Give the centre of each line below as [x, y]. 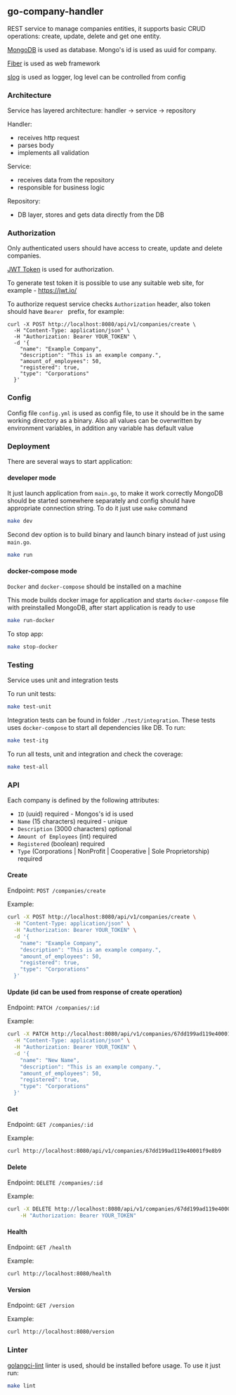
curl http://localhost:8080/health [59, 1274]
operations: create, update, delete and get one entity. [84, 36]
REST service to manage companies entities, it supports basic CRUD [106, 28]
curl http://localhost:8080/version [61, 1332]
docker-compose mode [42, 571]
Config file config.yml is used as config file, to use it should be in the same [116, 413]
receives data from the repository [66, 180]
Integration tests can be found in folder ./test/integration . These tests [111, 720]
